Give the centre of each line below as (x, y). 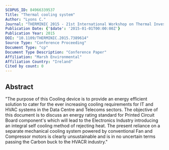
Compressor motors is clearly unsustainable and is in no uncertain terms (80, 136)
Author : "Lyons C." (26, 19)
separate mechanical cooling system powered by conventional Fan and (79, 131)
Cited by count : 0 (24, 66)
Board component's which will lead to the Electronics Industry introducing (82, 120)
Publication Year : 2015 (30, 33)
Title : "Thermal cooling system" (40, 15)
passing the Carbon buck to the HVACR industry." (57, 141)
